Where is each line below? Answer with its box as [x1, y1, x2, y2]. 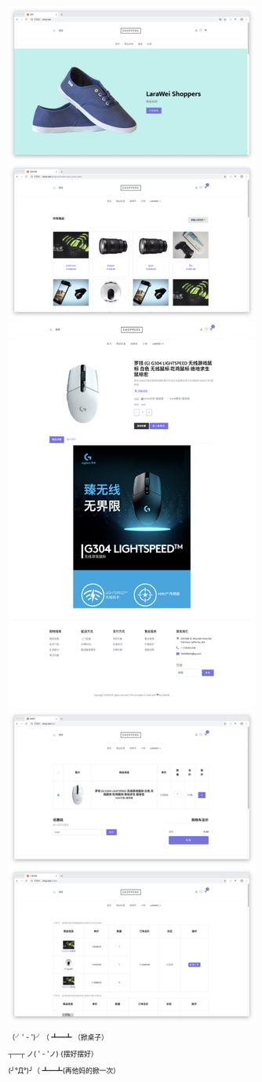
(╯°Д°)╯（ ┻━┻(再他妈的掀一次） [8, 1065, 120, 1075]
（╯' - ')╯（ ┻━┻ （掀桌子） [8, 1032, 108, 1042]
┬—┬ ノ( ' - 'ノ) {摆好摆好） [8, 1049, 98, 1058]
